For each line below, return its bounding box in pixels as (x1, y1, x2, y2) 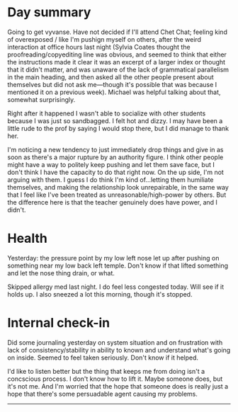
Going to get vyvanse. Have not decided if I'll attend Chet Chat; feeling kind (7, 28, 228, 36)
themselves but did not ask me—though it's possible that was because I (7, 80, 217, 88)
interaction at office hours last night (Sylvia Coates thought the (7, 42, 191, 51)
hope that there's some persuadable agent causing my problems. (7, 389, 198, 398)
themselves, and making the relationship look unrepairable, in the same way (7, 183, 229, 191)
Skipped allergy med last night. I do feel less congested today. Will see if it (7, 282, 225, 291)
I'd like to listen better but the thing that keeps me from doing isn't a (7, 367, 205, 375)
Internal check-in (7, 315, 110, 331)
